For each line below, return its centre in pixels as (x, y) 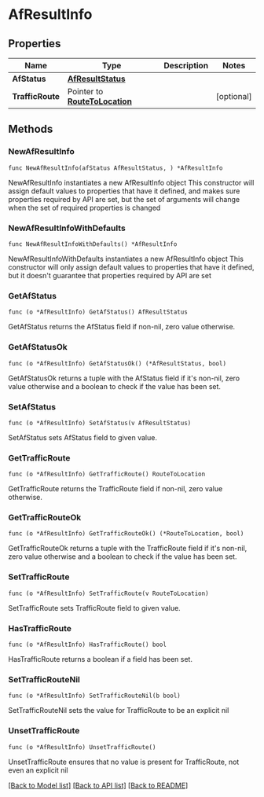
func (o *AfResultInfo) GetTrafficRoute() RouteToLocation (107, 474)
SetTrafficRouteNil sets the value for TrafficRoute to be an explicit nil (119, 711)
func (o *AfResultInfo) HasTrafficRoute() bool (88, 645)
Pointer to (85, 92)
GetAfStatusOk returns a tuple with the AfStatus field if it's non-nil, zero (124, 378)
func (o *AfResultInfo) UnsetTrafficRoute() (82, 747)
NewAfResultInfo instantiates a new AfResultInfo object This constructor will (131, 182)
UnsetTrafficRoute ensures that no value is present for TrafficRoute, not (124, 762)
